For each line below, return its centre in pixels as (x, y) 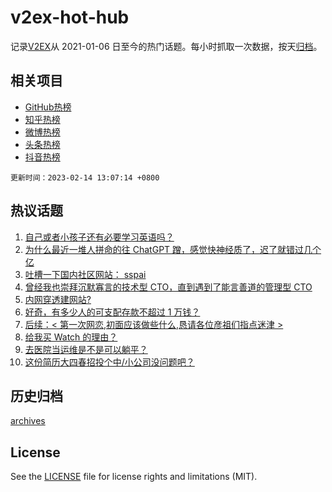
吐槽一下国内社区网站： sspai (85, 274)
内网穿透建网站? (58, 299)
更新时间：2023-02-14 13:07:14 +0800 (85, 177)
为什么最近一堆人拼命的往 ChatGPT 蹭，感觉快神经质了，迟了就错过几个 (173, 249)
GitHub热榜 (48, 107)
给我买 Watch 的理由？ (71, 337)
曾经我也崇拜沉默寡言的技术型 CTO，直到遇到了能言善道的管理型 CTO (168, 287)
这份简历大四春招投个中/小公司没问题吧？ (109, 362)
